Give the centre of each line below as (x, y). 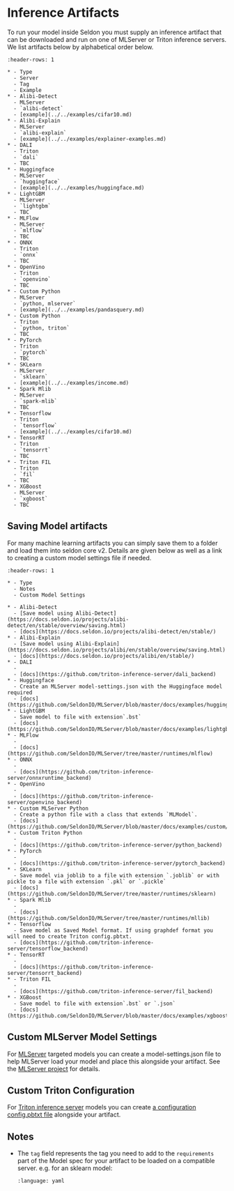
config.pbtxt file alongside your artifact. (64, 1115)
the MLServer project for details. (54, 1068)
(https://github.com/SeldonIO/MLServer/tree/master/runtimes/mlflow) (110, 753)
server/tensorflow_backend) (48, 948)
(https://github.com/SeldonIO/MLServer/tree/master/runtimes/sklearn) (112, 893)
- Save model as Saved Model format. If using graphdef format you (114, 930)
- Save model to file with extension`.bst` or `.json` (95, 1004)
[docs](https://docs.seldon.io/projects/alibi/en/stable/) (107, 656)
